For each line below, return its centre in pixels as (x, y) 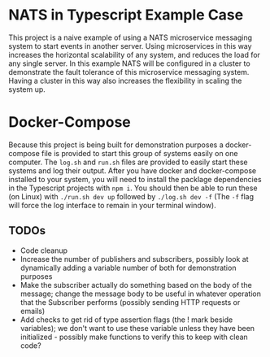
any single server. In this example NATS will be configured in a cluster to (129, 63)
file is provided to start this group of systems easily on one (140, 153)
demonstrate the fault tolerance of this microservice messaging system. (129, 72)
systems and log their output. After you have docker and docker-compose (133, 170)
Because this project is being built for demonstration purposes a (116, 145)
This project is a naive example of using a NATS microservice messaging (131, 37)
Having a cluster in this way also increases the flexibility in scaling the (125, 81)
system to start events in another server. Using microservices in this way (130, 46)
